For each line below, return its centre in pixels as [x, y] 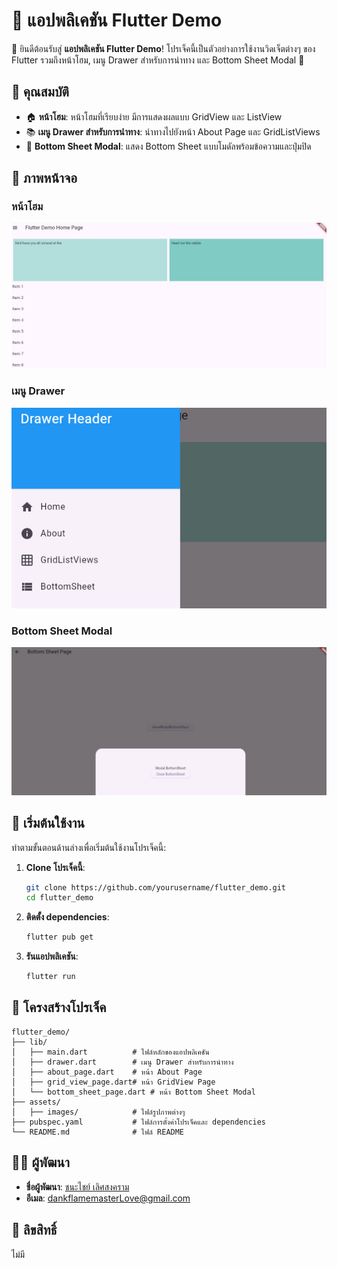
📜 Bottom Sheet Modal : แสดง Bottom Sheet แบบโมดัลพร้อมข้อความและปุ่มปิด [168, 146]
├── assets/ [36, 1102]
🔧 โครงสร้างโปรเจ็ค [59, 1007]
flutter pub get [59, 937]
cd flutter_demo [59, 898]
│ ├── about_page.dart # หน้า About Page [107, 1072]
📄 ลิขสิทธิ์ [34, 1230]
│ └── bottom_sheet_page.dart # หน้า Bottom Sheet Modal [133, 1092]
